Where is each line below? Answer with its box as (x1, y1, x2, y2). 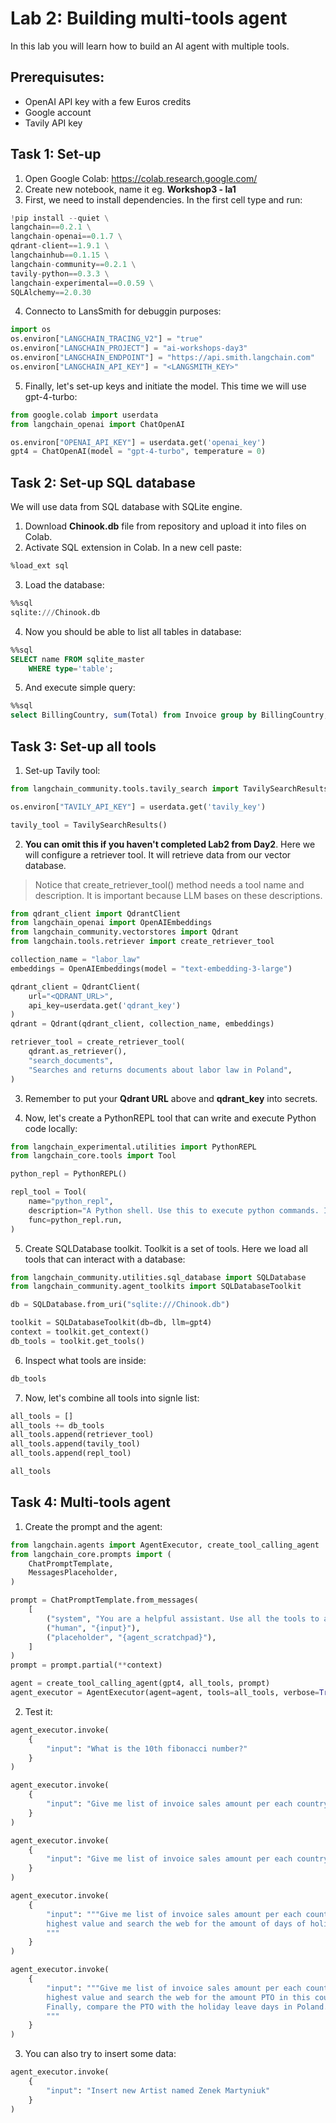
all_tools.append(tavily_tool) (10, 1439, 141, 1449)
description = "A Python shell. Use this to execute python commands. (28, 1205, 320, 1216)
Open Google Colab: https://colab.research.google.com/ (24, 172, 258, 184)
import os (10, 325, 52, 335)
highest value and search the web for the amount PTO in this (46, 1992, 311, 2002)
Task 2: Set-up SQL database (10, 474, 196, 491)
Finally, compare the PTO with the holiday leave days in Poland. (46, 2002, 329, 2012)
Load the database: (24, 579, 105, 591)
